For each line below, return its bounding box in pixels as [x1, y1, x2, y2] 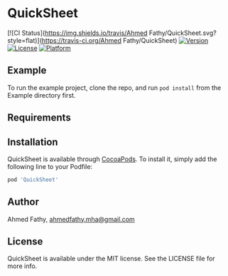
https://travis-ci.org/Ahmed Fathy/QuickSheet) [41, 36, 178, 44]
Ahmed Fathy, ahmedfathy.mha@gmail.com [7, 215, 135, 223]
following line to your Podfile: [7, 162, 93, 170]
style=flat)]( [7, 36, 43, 44]
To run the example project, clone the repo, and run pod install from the [7, 83, 222, 92]
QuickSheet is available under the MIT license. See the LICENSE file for [7, 255, 215, 263]
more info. [7, 262, 38, 270]
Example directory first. [7, 91, 76, 99]
